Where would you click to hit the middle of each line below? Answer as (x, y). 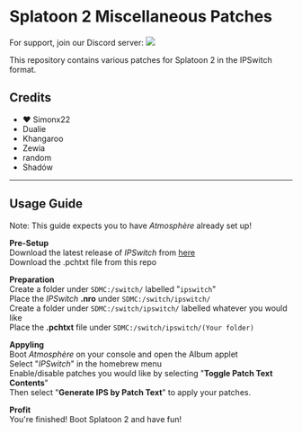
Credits (31, 97)
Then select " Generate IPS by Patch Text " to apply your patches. (130, 392)
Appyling (27, 344)
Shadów (38, 167)
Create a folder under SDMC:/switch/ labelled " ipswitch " (113, 288)
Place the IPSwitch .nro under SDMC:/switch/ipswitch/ (110, 298)
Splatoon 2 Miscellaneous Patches (141, 17)
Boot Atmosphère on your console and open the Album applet (124, 354)
